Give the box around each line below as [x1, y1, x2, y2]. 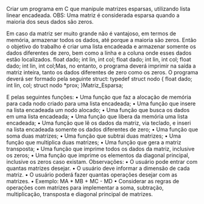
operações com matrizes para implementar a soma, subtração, [6, 184, 164, 191]
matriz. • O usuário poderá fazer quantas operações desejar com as [6, 171, 178, 178]
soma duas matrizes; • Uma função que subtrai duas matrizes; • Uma [6, 132, 181, 139]
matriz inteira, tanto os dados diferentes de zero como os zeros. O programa [6, 69, 199, 76]
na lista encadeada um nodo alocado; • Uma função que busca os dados [6, 107, 190, 113]
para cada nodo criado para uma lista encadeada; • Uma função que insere [6, 100, 196, 107]
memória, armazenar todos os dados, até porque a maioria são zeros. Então [6, 37, 197, 43]
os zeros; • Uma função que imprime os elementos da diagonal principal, [6, 152, 190, 159]
